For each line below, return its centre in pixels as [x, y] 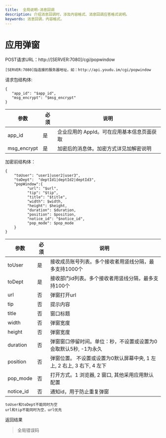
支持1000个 [69, 269]
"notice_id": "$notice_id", [56, 219]
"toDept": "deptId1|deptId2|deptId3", [55, 180]
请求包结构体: [19, 80]
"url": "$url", [42, 189]
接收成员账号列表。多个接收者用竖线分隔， [100, 262]
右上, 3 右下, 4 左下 [84, 366]
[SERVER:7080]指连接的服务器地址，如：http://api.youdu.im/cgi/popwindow [78, 70]
